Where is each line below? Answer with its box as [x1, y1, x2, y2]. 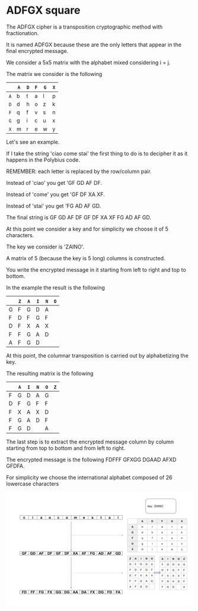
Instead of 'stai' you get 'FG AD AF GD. [6, 203, 101, 210]
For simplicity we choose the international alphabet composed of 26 [6, 474, 173, 481]
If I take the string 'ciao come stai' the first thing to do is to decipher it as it [6, 150, 188, 158]
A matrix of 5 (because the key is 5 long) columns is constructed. [6, 255, 165, 262]
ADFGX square [6, 4, 81, 17]
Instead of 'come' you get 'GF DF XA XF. [6, 191, 105, 198]
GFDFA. [6, 462, 25, 470]
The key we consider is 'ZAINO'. [6, 243, 85, 250]
